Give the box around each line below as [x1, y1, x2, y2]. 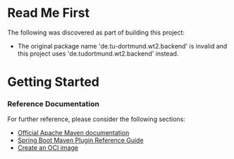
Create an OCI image [17, 144, 79, 152]
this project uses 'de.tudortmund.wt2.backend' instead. [17, 49, 179, 58]
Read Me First [7, 5, 90, 21]
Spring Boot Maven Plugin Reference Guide [17, 136, 144, 145]
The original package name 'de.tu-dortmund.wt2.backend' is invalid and [17, 42, 228, 50]
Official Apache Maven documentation [17, 129, 130, 137]
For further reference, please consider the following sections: [7, 115, 185, 124]
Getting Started [7, 74, 100, 90]
